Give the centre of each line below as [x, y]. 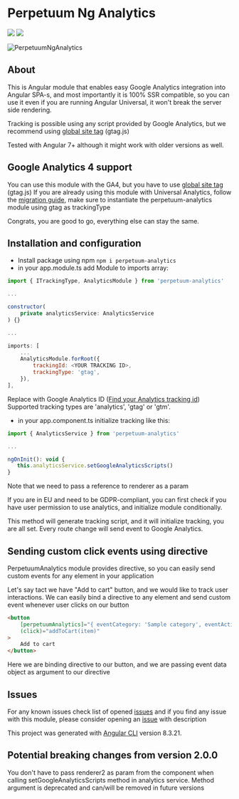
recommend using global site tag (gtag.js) [69, 131]
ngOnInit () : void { [36, 459]
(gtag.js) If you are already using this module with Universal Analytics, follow [119, 192]
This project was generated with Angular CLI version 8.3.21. [95, 733]
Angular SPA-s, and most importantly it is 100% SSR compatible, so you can [118, 95]
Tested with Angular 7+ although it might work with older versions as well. [116, 145]
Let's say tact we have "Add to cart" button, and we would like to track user [118, 590]
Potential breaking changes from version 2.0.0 [113, 755]
